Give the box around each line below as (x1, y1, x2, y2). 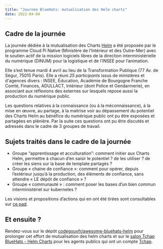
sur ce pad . (5, 201, 28, 207)
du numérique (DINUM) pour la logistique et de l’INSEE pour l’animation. (5, 58, 149, 64)
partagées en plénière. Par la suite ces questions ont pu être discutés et (5, 118, 149, 124)
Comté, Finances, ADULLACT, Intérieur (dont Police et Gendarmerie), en (5, 83, 150, 89)
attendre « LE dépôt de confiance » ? (12, 176, 87, 182)
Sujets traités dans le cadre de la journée (5, 137, 131, 146)
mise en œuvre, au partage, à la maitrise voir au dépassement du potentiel (5, 108, 154, 114)
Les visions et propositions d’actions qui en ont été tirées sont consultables (5, 196, 156, 202)
